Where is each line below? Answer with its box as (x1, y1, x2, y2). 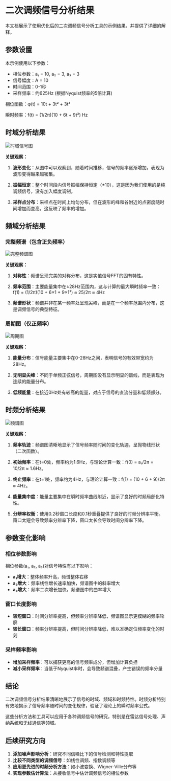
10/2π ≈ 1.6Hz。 (12, 465, 46, 472)
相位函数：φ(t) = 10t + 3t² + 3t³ (5, 101, 71, 107)
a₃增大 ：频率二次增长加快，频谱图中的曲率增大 (12, 587, 111, 593)
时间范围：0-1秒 (12, 83, 47, 90)
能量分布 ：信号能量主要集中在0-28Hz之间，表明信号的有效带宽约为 (12, 354, 154, 361)
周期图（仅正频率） (5, 320, 52, 327)
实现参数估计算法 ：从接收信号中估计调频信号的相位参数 (12, 770, 129, 776)
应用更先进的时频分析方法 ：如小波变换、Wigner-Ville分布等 (12, 764, 137, 770)
